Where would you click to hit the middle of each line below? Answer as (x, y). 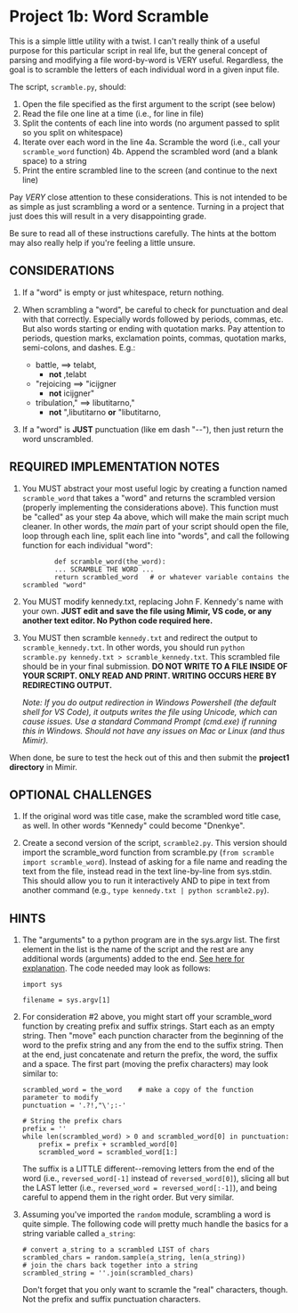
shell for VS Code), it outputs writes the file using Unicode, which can (149, 711)
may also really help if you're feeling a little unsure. (102, 242)
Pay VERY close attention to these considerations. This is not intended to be (148, 197)
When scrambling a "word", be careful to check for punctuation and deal (155, 309)
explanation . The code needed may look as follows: (116, 968)
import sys (42, 985)
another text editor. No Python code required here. (117, 620)
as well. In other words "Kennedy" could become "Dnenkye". (133, 825)
